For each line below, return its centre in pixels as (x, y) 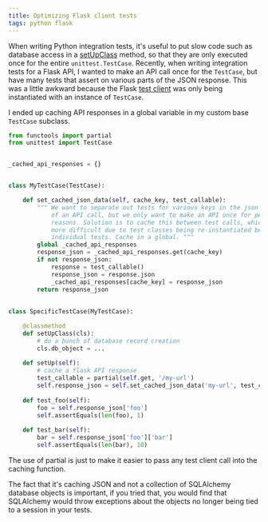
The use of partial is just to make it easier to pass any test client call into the (133, 460)
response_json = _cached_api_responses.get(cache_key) (130, 253)
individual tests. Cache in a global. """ (122, 237)
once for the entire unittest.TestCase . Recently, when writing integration (128, 63)
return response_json (73, 289)
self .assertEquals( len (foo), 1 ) (91, 415)
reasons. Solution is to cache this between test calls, (148, 222)
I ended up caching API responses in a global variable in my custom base (128, 112)
